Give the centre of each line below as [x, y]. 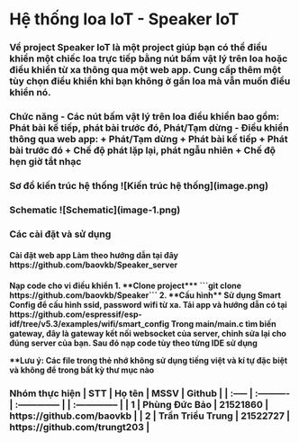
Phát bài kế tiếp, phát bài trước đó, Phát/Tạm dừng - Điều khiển [149, 128]
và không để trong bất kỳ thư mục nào [82, 370]
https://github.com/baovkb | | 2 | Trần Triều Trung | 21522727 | [150, 416]
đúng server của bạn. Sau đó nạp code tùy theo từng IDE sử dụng [134, 343]
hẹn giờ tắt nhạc [45, 162]
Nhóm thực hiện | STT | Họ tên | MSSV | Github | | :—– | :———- [150, 393]
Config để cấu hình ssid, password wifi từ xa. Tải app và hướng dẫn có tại [149, 304]
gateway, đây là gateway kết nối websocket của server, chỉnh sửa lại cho [148, 333]
